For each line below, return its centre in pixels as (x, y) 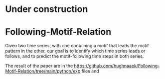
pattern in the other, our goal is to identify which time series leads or (75, 51)
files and (90, 71)
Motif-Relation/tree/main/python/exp (43, 71)
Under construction (47, 9)
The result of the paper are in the (39, 66)
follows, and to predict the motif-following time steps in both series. (75, 56)
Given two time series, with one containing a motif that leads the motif (77, 46)
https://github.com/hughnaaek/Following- (117, 66)
